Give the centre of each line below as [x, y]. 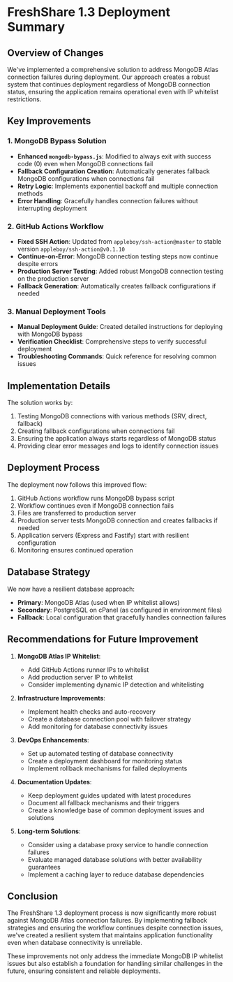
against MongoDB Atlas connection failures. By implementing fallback [107, 921]
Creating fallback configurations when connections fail [96, 431]
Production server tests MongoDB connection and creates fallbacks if [118, 520]
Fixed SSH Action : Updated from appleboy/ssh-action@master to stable [119, 241]
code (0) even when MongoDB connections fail [85, 163]
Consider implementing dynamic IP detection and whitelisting [116, 684]
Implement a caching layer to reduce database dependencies [116, 874]
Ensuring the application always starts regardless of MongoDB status [116, 439]
